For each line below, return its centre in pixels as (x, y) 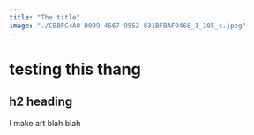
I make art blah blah (45, 123)
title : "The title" (45, 17)
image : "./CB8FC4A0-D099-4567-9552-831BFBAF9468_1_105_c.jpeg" (128, 26)
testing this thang (75, 69)
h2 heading (41, 102)
